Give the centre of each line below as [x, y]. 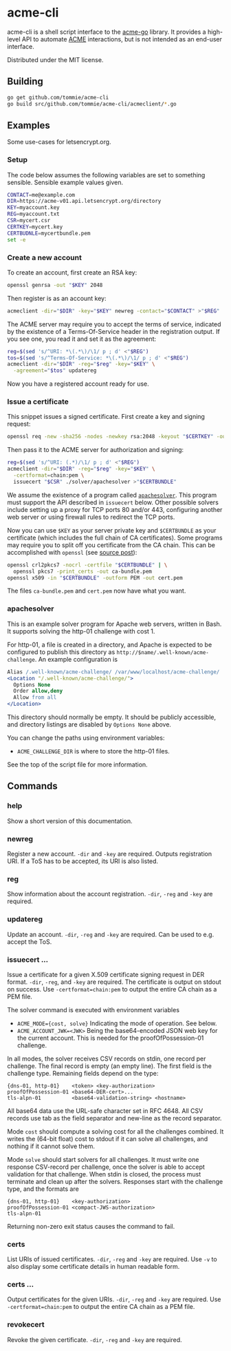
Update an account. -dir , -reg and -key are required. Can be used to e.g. [111, 934]
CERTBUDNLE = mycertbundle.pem [49, 233]
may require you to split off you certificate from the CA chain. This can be [111, 545]
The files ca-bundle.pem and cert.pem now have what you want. [97, 591]
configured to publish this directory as [61, 652]
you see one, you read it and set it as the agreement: [82, 339]
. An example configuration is [76, 659]
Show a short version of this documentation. [70, 821]
